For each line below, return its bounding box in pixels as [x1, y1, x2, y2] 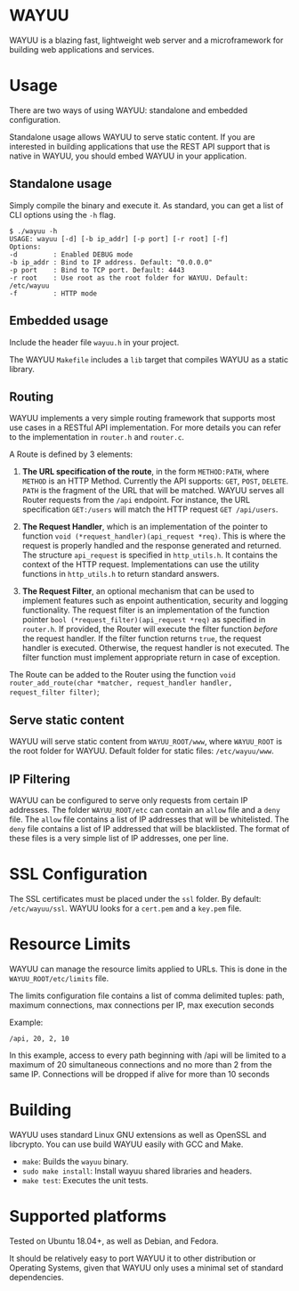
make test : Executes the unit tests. [21, 1174, 149, 1185]
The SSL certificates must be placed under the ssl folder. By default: [9, 893, 262, 904]
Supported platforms [9, 1206, 167, 1226]
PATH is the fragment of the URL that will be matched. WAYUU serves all [21, 485, 285, 496]
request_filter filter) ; [9, 686, 100, 697]
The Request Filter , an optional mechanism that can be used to [21, 586, 255, 597]
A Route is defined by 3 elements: [9, 449, 133, 459]
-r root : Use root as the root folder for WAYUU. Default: [9, 273, 249, 282]
